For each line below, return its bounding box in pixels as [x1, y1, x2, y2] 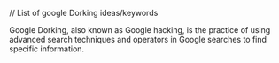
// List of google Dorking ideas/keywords [9, 8, 159, 18]
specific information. [9, 43, 85, 54]
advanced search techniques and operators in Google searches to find [9, 35, 267, 44]
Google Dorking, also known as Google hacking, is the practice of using [9, 25, 271, 35]
